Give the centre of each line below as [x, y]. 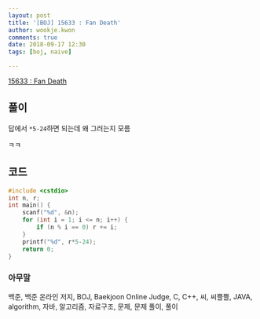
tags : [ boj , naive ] [40, 52]
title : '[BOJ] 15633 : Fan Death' [65, 23]
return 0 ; [38, 249]
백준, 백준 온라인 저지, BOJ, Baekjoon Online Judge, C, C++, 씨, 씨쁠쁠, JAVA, [130, 296]
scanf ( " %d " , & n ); [51, 213]
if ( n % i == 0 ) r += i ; [77, 227]
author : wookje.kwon [42, 30]
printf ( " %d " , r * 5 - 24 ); [59, 242]
